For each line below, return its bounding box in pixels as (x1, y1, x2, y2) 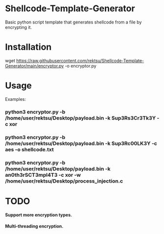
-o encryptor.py (65, 63, 96, 69)
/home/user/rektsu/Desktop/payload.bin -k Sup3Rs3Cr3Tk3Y (5, 115, 156, 121)
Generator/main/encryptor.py (5, 63, 64, 69)
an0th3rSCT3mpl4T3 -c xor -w (5, 171, 81, 178)
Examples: (5, 96, 26, 102)
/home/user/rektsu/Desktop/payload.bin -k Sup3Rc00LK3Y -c (5, 140, 158, 147)
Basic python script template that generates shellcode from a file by (5, 19, 142, 25)
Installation (5, 42, 52, 53)
